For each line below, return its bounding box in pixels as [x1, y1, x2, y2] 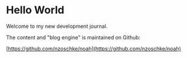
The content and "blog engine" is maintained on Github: [6, 34, 141, 41]
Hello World [6, 3, 64, 17]
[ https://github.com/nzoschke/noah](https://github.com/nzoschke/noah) [6, 45, 182, 52]
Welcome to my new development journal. [6, 23, 108, 30]
